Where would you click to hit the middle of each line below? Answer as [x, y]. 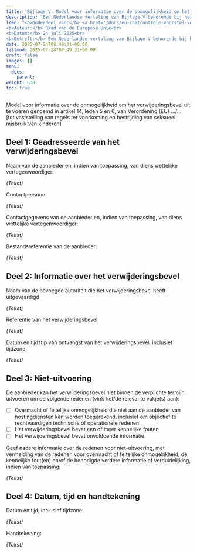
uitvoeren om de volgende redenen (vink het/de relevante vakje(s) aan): [93, 399]
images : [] [19, 61]
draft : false [22, 55]
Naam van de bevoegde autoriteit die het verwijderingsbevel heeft [86, 290]
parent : [26, 77]
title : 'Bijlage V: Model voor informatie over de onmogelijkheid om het [98, 11]
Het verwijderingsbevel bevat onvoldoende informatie [79, 436]
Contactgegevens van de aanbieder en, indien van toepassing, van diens [94, 217]
